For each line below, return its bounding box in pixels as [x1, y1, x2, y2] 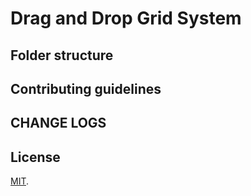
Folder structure [10, 47, 114, 64]
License [10, 148, 61, 166]
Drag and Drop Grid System [10, 7, 242, 30]
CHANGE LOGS [10, 115, 107, 132]
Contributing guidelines [10, 80, 162, 97]
